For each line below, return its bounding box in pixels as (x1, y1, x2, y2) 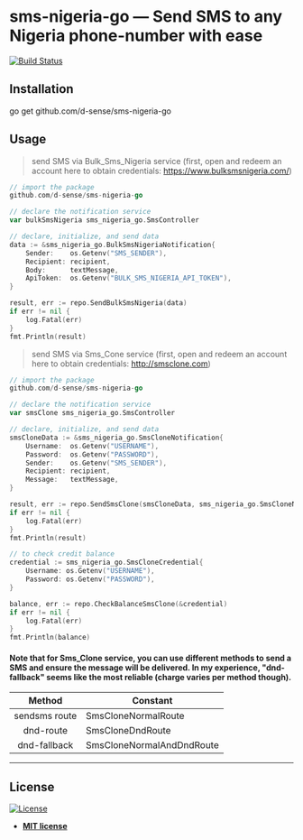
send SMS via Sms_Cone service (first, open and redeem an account (31, 348, 288, 359)
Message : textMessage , (25, 475, 119, 485)
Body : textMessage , (25, 265, 119, 274)
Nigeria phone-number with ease (9, 25, 263, 46)
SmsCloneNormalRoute (85, 710, 185, 723)
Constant (132, 695, 173, 707)
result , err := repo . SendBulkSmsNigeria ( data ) (9, 299, 188, 308)
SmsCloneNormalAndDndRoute (85, 739, 219, 752)
